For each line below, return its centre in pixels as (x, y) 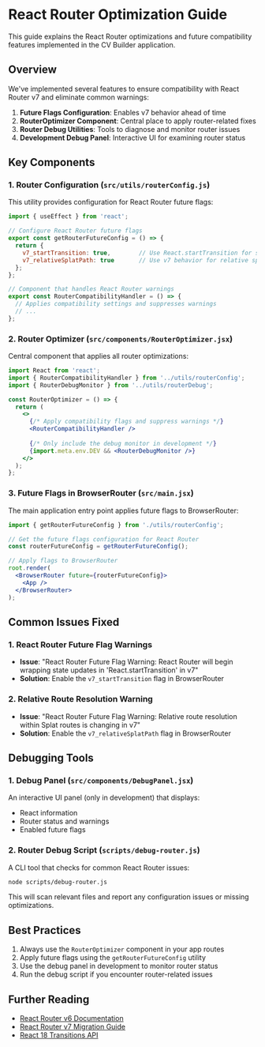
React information (49, 813)
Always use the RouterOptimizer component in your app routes (122, 949)
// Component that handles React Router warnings (91, 289)
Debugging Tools (51, 757)
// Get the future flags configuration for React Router (104, 539)
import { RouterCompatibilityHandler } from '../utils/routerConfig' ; (127, 378)
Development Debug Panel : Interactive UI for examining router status (132, 137)
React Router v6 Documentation (71, 1018)
